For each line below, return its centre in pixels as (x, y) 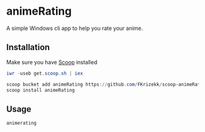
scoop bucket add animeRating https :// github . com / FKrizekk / (85, 84)
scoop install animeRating (41, 90)
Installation (28, 47)
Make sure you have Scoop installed (52, 62)
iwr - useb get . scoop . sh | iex (45, 73)
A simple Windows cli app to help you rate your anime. (75, 28)
